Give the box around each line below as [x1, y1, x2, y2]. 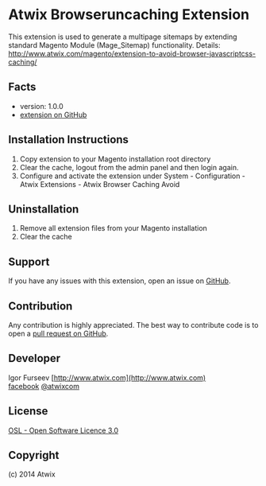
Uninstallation [8, 202, 79, 216]
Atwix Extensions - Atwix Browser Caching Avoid [19, 179, 180, 189]
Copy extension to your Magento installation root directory [19, 154, 211, 164]
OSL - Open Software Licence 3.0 [8, 426, 119, 435]
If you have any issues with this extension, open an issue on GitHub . [8, 276, 231, 286]
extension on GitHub [19, 110, 87, 119]
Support [8, 255, 50, 268]
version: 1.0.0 [19, 101, 64, 111]
